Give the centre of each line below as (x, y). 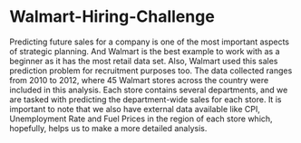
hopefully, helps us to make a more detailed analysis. (108, 128)
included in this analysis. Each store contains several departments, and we (149, 90)
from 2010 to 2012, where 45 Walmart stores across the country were (139, 80)
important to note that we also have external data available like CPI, (135, 109)
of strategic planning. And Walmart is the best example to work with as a (145, 51)
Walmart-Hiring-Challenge (112, 17)
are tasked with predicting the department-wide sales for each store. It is (146, 99)
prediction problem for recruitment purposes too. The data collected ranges (151, 71)
